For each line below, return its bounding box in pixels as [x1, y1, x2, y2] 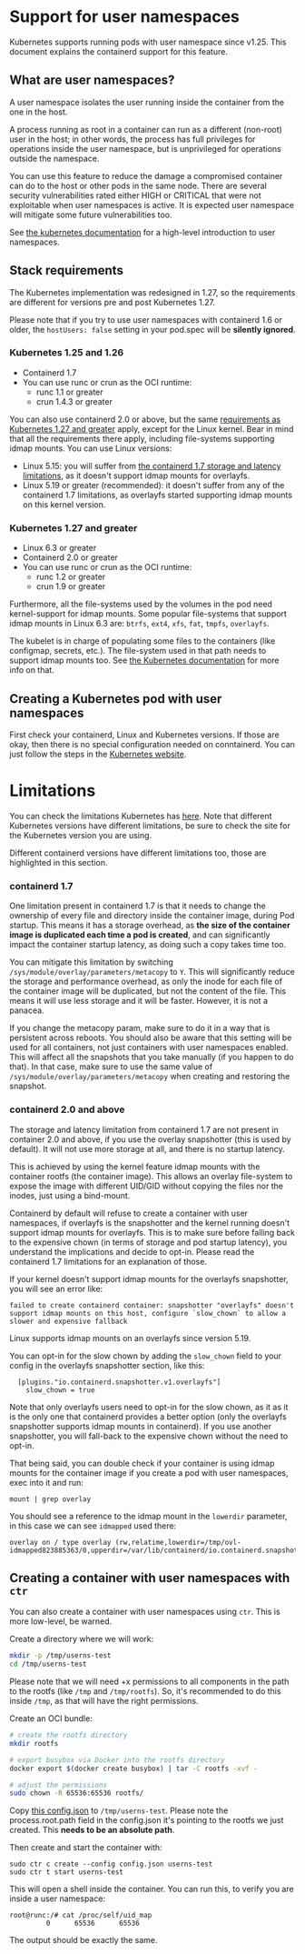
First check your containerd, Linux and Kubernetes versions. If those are [9, 729, 280, 740]
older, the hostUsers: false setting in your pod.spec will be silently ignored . [9, 324, 297, 335]
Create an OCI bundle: [9, 1713, 93, 1724]
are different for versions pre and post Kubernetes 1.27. [9, 296, 216, 307]
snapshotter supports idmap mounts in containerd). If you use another [9, 1420, 272, 1431]
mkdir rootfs [9, 1739, 59, 1748]
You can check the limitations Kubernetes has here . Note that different [9, 810, 272, 821]
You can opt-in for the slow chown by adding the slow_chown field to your [9, 1350, 282, 1361]
